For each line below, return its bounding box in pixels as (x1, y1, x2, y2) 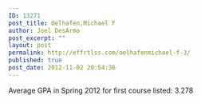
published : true (8, 57, 62, 65)
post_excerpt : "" (8, 34, 66, 42)
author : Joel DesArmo (8, 26, 81, 34)
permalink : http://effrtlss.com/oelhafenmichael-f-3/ (8, 49, 191, 57)
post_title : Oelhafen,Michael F (8, 19, 116, 27)
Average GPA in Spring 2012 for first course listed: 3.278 (8, 85, 194, 95)
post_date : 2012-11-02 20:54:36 (8, 64, 116, 72)
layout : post (8, 42, 52, 50)
